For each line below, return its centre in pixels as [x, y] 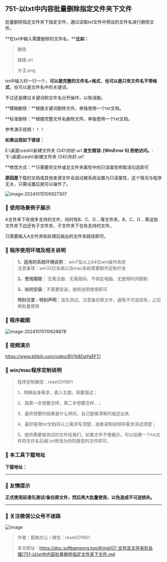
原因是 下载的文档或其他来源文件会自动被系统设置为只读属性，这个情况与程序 [83, 177]
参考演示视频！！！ [25, 129]
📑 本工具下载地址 [25, 455]
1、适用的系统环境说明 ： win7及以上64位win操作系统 [71, 262]
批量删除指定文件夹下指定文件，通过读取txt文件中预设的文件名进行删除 [78, 22]
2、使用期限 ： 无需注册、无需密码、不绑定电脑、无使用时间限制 [83, 279]
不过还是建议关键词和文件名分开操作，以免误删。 [55, 97]
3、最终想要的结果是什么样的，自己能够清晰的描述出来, [74, 413]
